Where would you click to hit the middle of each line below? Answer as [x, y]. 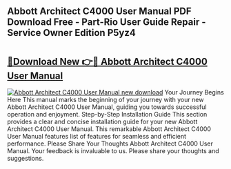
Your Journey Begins [194, 92]
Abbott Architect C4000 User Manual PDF [99, 11]
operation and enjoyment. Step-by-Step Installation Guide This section [107, 114]
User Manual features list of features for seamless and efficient [97, 136]
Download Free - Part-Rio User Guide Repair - [107, 22]
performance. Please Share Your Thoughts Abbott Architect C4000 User [110, 143]
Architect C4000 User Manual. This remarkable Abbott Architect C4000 [109, 129]
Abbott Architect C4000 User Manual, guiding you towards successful [107, 107]
